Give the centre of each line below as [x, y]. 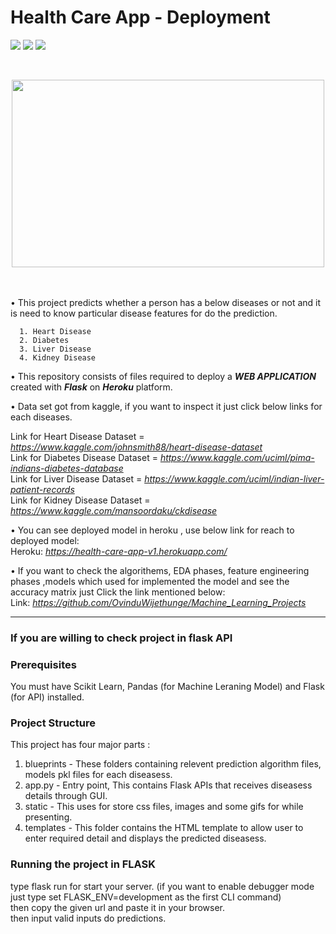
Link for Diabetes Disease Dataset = [84, 457]
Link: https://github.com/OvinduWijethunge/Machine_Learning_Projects [158, 602]
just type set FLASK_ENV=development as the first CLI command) [146, 897]
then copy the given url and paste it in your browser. [118, 907]
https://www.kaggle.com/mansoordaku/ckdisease [114, 510]
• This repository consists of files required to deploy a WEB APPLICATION [163, 376]
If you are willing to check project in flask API [121, 638]
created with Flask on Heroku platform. [91, 387]
